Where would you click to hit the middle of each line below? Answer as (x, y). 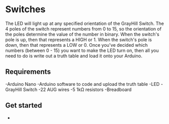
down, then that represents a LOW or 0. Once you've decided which (77, 45)
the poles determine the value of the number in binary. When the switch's (82, 34)
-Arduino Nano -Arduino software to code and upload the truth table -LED (82, 84)
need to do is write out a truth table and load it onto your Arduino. (74, 56)
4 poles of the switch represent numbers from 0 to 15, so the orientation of (83, 28)
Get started (24, 105)
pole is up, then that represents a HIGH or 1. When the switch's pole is (79, 40)
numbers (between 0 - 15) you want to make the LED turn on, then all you (82, 50)
